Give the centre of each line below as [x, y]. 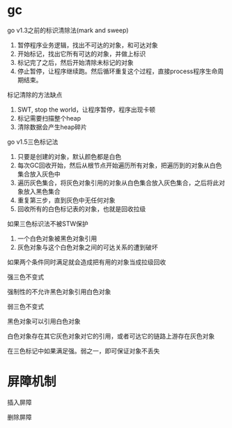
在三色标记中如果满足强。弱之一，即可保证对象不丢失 [84, 351]
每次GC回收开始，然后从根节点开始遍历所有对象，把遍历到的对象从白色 [119, 165]
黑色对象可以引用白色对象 [44, 321]
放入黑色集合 [42, 191]
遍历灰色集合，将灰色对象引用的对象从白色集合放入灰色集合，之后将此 [118, 183]
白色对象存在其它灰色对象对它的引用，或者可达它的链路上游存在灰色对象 [111, 336]
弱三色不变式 [25, 306]
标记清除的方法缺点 [35, 94]
